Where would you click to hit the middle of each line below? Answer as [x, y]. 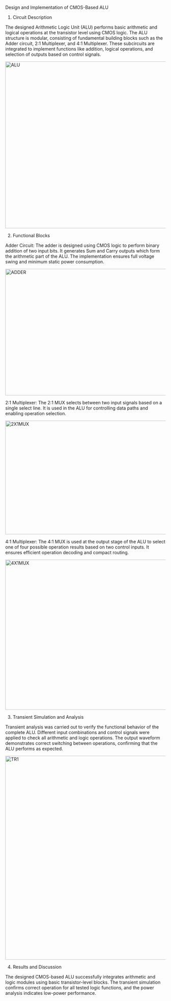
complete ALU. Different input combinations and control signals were [78, 732]
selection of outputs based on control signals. [53, 54]
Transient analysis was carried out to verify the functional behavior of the [82, 727]
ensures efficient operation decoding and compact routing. [67, 552]
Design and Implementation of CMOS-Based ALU [57, 7]
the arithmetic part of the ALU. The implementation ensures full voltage [80, 256]
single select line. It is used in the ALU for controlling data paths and [77, 408]
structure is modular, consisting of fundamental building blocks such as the [84, 38]
